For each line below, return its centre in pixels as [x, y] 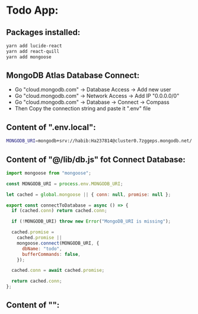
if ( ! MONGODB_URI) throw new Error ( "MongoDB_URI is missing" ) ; [91, 221]
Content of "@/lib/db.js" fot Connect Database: [96, 159]
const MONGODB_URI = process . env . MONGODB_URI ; [65, 184]
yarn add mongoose [29, 57]
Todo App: [32, 10]
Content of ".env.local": [51, 127]
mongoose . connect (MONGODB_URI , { [58, 243]
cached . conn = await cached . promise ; [58, 271]
